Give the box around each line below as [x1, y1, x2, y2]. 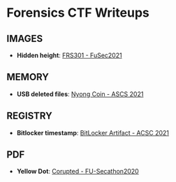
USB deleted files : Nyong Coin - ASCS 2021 [16, 89, 144, 98]
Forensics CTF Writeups [6, 5, 149, 21]
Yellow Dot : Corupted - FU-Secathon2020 [16, 167, 139, 176]
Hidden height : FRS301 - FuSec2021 [16, 51, 123, 59]
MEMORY [6, 71, 50, 83]
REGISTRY [6, 110, 53, 122]
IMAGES [6, 33, 43, 45]
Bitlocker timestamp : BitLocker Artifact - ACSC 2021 [16, 128, 169, 137]
